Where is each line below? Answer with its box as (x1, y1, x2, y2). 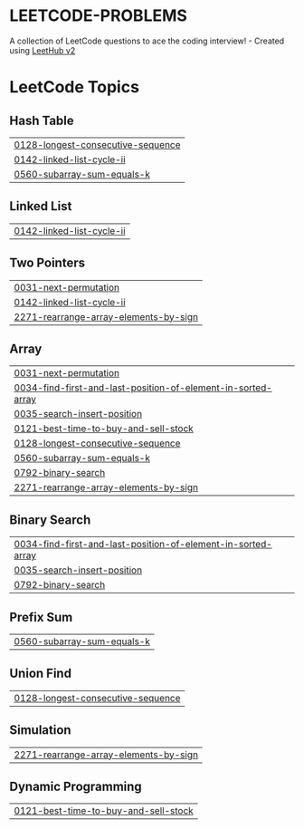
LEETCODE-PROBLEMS (9, 5, 188, 26)
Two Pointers (9, 255, 86, 271)
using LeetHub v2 (9, 44, 76, 55)
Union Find (9, 666, 72, 681)
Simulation (9, 722, 71, 738)
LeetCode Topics (9, 77, 140, 98)
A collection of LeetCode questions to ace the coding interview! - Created (9, 35, 285, 46)
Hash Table (9, 112, 74, 128)
